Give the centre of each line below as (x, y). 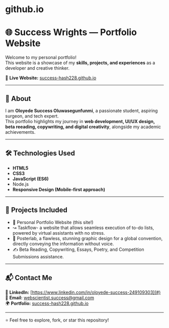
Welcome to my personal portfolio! (41, 58)
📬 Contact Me (29, 278)
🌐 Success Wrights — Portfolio (71, 33)
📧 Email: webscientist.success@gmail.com (50, 298)
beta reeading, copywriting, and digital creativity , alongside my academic (83, 127)
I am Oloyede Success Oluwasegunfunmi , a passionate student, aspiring (81, 111)
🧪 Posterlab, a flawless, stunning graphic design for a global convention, (88, 238)
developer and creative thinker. (37, 68)
